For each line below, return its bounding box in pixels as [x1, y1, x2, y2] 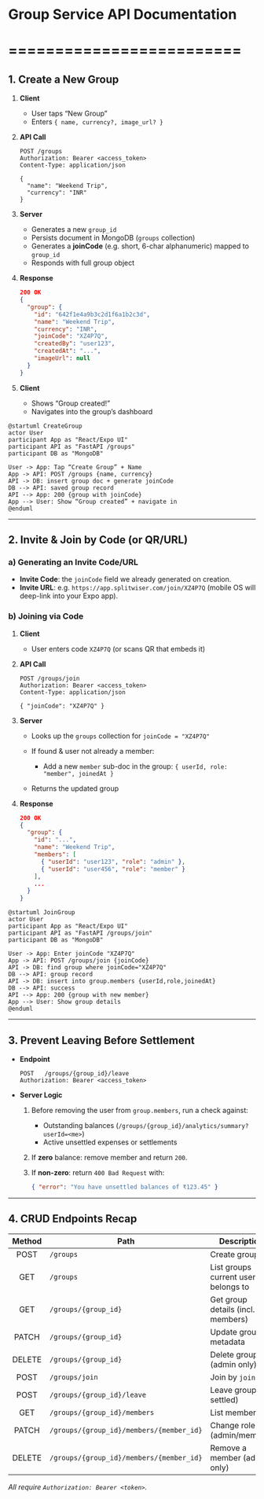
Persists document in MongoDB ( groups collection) [31, 233, 196, 243]
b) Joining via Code [8, 611, 84, 622]
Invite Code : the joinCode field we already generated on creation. [19, 575, 232, 584]
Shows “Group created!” [31, 399, 111, 408]
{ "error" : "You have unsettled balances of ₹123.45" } [31, 1183, 218, 1191]
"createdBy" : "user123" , [34, 340, 115, 347]
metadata [210, 1336, 245, 1347]
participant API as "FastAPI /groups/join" [8, 929, 153, 937]
